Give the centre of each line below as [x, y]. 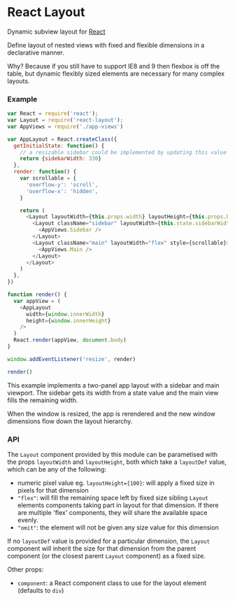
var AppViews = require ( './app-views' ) [65, 127]
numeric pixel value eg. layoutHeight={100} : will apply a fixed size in [116, 483]
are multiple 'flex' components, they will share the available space [112, 513]
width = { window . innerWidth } [65, 314]
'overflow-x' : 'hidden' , [62, 191]
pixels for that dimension [53, 490]
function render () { [37, 295]
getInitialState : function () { [59, 146]
